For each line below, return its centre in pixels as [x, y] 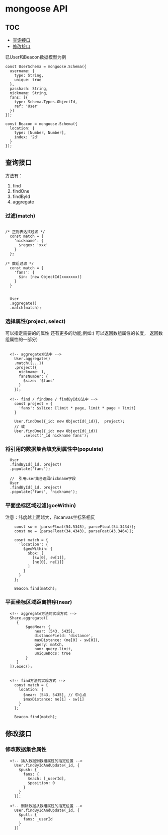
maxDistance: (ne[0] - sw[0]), [67, 640]
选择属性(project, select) [35, 321]
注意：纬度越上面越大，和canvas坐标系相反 [50, 517]
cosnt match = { [31, 540]
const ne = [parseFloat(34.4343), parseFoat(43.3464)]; [74, 531]
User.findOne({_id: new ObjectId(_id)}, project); [69, 422]
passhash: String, [29, 89]
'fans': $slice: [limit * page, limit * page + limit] [77, 408]
